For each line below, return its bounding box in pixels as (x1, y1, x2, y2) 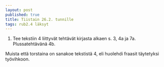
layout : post (5, 7, 33, 13)
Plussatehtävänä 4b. (12, 41, 56, 47)
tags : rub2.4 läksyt (5, 21, 49, 27)
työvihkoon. (5, 56, 30, 62)
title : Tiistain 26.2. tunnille (5, 17, 74, 22)
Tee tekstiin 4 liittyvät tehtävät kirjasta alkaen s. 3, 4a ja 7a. (12, 36, 136, 42)
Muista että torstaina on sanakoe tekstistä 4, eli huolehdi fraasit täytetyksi (5, 51, 159, 57)
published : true (5, 12, 40, 17)
